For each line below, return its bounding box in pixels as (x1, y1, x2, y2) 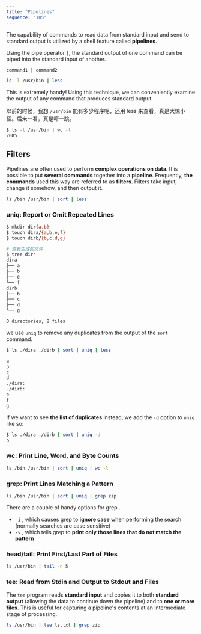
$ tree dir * (6, 251, 36, 257)
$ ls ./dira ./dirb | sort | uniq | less (6, 347, 112, 353)
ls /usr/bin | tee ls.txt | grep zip (6, 622, 101, 629)
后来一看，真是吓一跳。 (16, 115, 75, 122)
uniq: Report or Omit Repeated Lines (6, 210, 114, 218)
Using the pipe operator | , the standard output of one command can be (6, 49, 183, 56)
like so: (6, 420, 24, 427)
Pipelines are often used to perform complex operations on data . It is (6, 165, 178, 172)
